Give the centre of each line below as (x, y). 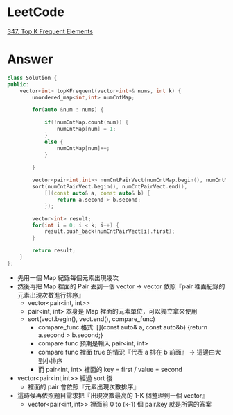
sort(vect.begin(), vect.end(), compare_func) (92, 319)
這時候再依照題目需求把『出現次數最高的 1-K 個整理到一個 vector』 (113, 395)
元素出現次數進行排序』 (51, 295)
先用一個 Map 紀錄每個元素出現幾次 (68, 277)
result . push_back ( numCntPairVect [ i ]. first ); (110, 231)
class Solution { (32, 78)
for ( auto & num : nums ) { (68, 110)
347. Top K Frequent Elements (50, 31)
